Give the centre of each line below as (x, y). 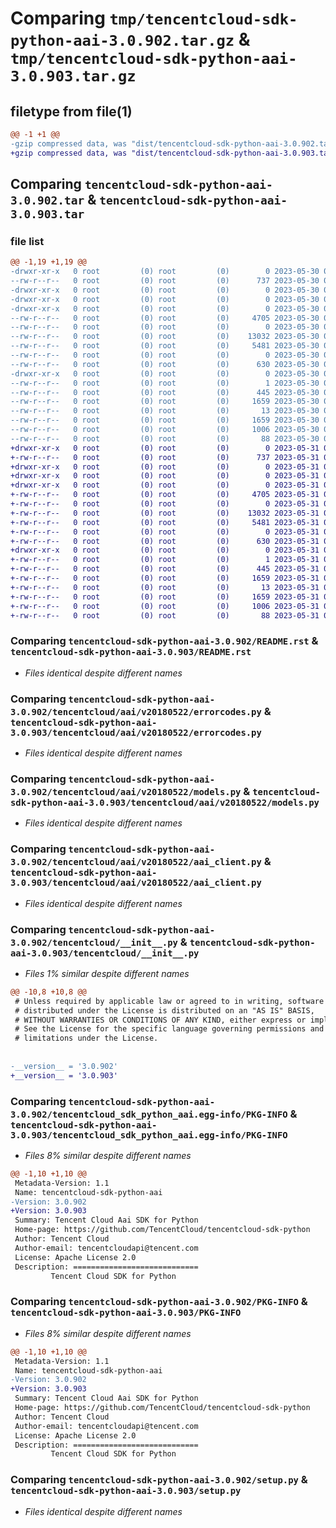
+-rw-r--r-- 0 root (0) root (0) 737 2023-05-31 (165, 457)
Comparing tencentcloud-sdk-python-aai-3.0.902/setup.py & (159, 1480)
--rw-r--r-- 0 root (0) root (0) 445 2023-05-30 (165, 392)
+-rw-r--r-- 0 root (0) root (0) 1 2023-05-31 (165, 560)
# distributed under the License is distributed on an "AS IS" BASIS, (164, 1010)
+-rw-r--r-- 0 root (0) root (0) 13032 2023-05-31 (165, 513)
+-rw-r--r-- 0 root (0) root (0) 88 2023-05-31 (165, 615)
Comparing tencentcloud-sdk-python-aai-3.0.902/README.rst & (164, 641)
